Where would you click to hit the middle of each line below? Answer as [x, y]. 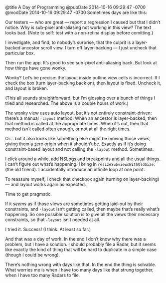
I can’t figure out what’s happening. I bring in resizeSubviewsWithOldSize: [81, 164]
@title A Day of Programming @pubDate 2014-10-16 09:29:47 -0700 [76, 7]
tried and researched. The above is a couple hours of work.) [67, 103]
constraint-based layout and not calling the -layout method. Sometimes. [80, 149]
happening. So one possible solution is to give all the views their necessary [82, 214]
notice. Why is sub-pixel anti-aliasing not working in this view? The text [78, 27]
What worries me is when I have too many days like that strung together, [79, 270]
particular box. [20, 53]
